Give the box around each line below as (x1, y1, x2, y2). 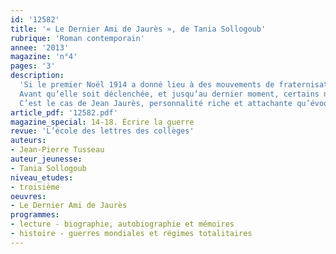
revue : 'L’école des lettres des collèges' (10, 126, 195, 136)
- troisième (10, 182, 60, 192)
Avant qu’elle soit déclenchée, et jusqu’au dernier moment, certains (19, 89, 320, 99)
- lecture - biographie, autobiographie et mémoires (10, 219, 235, 230)
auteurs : (10, 136, 47, 146)
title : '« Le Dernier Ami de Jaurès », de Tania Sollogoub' (10, 24, 267, 34)
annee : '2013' (10, 42, 70, 53)
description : (10, 71, 65, 81)
